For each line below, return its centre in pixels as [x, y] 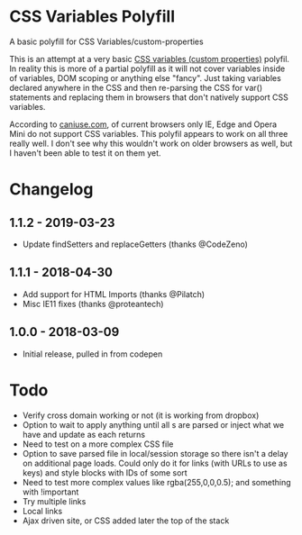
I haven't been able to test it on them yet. [85, 153]
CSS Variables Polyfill [92, 17]
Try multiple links [54, 501]
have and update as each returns [84, 434]
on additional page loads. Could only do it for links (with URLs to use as [155, 463]
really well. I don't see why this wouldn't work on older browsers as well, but [151, 143]
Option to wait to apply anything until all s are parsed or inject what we [153, 424]
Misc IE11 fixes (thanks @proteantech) [93, 304]
